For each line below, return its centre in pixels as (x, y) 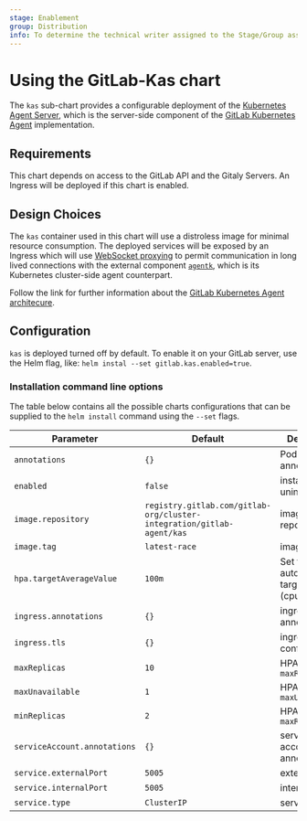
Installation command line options (86, 387)
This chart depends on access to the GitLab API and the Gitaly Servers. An (150, 176)
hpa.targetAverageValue (66, 579)
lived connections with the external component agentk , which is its (135, 265)
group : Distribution (49, 27)
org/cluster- (173, 515)
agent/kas (166, 533)
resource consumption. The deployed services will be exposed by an (139, 245)
